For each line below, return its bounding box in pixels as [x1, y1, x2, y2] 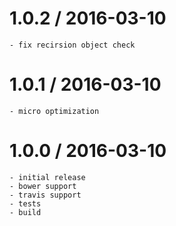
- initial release [9, 172, 86, 182]
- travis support [9, 190, 82, 200]
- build [9, 207, 42, 217]
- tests [9, 198, 42, 209]
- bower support [9, 181, 77, 191]
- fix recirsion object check [9, 40, 136, 50]
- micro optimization [9, 106, 100, 116]
